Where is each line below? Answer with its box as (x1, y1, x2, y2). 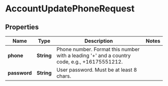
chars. (56, 73, 71, 80)
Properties (5, 23, 39, 31)
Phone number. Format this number (56, 46, 140, 53)
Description (84, 38, 113, 44)
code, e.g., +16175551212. (56, 58, 123, 65)
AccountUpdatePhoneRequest (5, 3, 135, 14)
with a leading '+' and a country (56, 52, 131, 59)
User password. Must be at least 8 (56, 67, 137, 73)
